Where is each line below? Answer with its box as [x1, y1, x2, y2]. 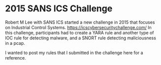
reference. [5, 55, 26, 61]
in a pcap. [5, 40, 26, 46]
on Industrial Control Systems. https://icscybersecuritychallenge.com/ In [5, 24, 152, 30]
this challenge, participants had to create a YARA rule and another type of [5, 30, 154, 35]
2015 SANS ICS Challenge [5, 3, 113, 14]
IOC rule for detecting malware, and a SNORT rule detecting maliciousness [5, 35, 156, 41]
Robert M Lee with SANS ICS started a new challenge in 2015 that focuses [5, 19, 155, 25]
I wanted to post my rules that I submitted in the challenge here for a [5, 50, 143, 56]
